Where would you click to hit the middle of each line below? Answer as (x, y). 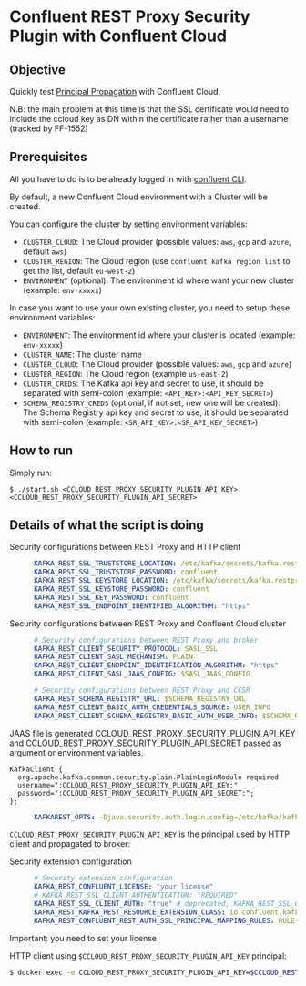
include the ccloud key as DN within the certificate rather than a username (149, 119)
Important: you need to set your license (83, 938)
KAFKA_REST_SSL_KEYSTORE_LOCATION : (101, 581)
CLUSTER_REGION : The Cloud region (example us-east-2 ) (126, 373)
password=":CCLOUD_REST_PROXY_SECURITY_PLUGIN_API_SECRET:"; (136, 793)
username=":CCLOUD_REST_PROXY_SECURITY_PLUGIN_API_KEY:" (128, 785)
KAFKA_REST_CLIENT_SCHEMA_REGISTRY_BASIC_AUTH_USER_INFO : (146, 716)
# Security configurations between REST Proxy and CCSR (142, 691)
